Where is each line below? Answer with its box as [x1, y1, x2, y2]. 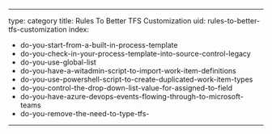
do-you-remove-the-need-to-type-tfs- [19, 109, 150, 118]
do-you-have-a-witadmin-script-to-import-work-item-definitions [19, 66, 236, 75]
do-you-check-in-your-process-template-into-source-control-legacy [19, 49, 251, 58]
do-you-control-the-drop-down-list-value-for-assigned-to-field [19, 83, 233, 93]
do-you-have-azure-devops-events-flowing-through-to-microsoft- [19, 92, 244, 101]
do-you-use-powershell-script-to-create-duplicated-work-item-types [19, 74, 253, 84]
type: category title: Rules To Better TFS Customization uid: [8, 16, 206, 25]
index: [68, 25, 90, 34]
